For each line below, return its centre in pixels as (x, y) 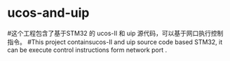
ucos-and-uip (48, 13)
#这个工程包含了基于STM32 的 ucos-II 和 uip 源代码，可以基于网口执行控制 (115, 33)
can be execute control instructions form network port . (87, 50)
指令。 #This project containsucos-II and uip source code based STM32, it (115, 42)
